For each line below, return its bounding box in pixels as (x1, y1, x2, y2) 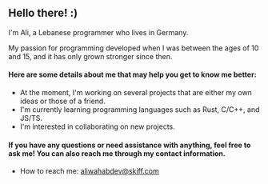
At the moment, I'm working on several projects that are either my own (19, 88, 252, 98)
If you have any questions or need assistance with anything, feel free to (8, 140, 251, 150)
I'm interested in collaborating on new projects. (19, 122, 176, 131)
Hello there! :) (8, 6, 78, 20)
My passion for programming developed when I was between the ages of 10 (8, 43, 259, 53)
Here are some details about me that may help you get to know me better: (8, 70, 258, 79)
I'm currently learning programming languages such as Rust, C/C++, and (19, 105, 260, 114)
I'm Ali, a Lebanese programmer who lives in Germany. (8, 27, 189, 37)
